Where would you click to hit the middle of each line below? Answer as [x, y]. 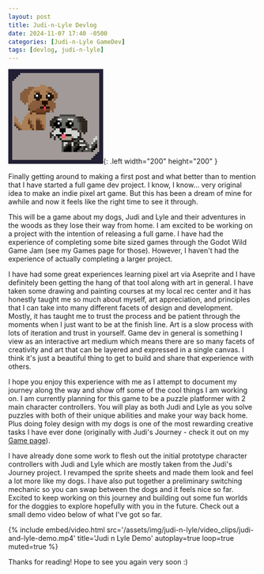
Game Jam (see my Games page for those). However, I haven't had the [124, 251]
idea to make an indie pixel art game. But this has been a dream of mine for [130, 193]
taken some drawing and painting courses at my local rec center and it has [130, 291]
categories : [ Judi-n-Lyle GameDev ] [67, 42]
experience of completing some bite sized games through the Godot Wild [128, 242]
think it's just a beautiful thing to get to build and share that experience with [131, 358]
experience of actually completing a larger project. [91, 259]
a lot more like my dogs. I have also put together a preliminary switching [125, 481]
